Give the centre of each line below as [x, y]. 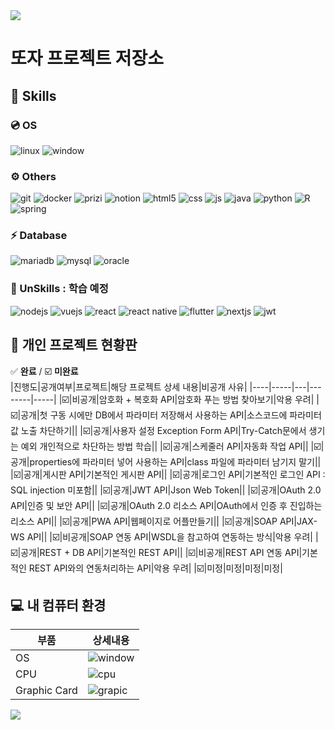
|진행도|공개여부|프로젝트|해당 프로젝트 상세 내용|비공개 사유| [129, 386]
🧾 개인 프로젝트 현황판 [74, 345]
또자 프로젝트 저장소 [87, 58]
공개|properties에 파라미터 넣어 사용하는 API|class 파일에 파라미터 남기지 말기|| [166, 461]
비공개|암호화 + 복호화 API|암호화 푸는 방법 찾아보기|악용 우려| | [195, 399]
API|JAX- [298, 521]
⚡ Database [39, 236]
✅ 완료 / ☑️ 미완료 [44, 371]
